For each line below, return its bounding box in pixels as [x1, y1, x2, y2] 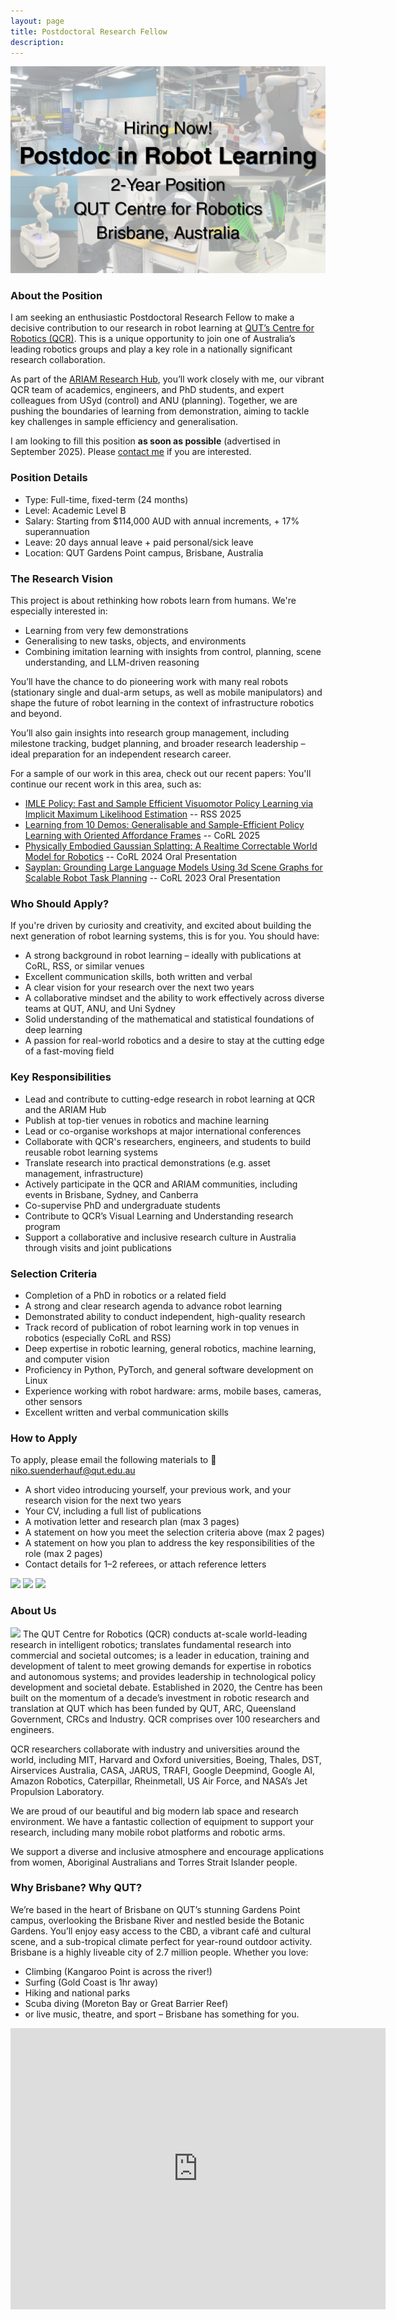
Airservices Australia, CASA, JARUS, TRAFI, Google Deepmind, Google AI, [10, 1764, 316, 1776]
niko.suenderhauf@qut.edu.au [10, 1465, 136, 1477]
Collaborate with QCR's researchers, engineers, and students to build [24, 1135, 311, 1147]
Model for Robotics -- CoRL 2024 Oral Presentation [24, 851, 237, 863]
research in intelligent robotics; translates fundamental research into [10, 1638, 292, 1650]
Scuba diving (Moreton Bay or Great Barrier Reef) [24, 1997, 229, 2009]
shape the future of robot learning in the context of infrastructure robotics [10, 697, 315, 709]
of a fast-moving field [24, 1045, 115, 1057]
